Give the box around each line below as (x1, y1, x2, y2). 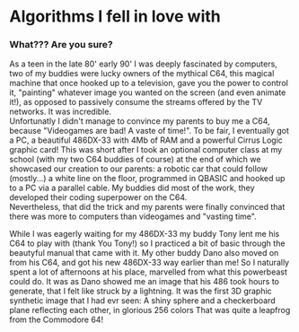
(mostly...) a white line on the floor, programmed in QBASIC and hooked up (9, 173, 286, 184)
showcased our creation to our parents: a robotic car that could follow (9, 163, 268, 174)
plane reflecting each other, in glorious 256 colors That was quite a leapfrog (9, 305, 291, 316)
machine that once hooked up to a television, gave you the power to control (9, 78, 289, 89)
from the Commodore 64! (9, 314, 104, 325)
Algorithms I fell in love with (9, 6, 222, 27)
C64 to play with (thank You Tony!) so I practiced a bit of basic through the (9, 238, 286, 249)
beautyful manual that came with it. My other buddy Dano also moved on (9, 248, 279, 258)
